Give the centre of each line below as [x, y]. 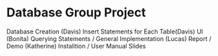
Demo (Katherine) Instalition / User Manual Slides [76, 46]
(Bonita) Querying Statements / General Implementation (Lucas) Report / [109, 38]
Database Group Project [76, 13]
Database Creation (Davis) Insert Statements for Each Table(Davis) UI [105, 31]
